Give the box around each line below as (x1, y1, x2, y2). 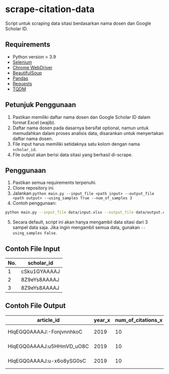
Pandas (12, 75, 29, 81)
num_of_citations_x (115, 316, 163, 323)
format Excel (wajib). (12, 119, 56, 125)
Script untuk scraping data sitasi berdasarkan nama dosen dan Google (5, 20, 151, 26)
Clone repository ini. (12, 185, 55, 191)
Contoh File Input (5, 244, 60, 253)
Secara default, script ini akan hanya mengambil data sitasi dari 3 (12, 219, 148, 225)
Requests (12, 80, 32, 86)
